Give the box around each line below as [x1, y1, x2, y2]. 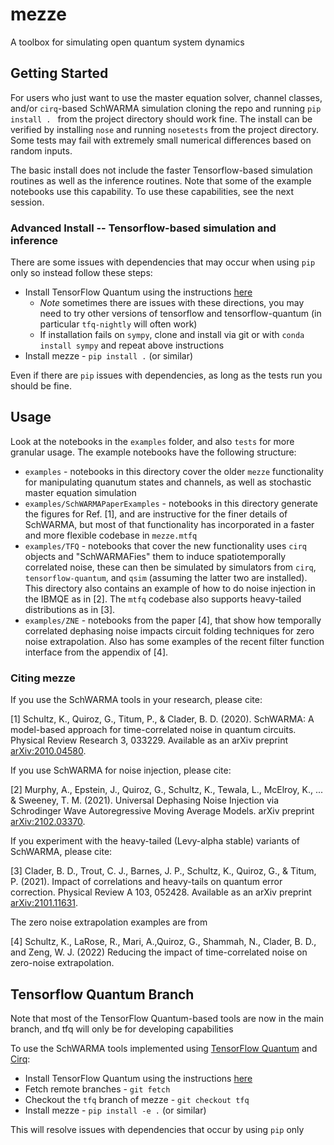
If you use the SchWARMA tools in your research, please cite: [10, 694, 263, 706]
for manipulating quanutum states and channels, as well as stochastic [24, 476, 312, 488]
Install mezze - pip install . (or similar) [24, 350, 194, 362]
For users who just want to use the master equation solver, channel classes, [10, 91, 323, 103]
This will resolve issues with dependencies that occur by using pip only [10, 1123, 305, 1135]
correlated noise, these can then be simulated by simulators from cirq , [24, 561, 317, 573]
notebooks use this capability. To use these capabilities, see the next [10, 185, 294, 197]
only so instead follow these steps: [10, 267, 153, 279]
